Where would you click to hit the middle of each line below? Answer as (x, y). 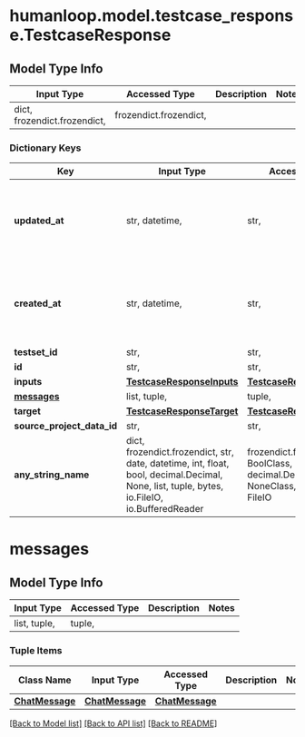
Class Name (44, 680)
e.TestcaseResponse (90, 35)
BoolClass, (270, 464)
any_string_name (52, 475)
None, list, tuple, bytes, (175, 486)
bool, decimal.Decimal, (174, 475)
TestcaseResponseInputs (182, 382)
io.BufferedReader (165, 509)
